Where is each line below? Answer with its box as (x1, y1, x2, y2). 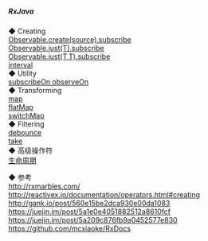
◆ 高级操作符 (8, 146, 53, 155)
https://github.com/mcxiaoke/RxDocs (8, 224, 131, 233)
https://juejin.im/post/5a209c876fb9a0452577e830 (8, 215, 178, 224)
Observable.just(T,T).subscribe (8, 52, 111, 61)
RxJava (8, 6, 34, 16)
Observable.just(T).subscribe (8, 43, 105, 52)
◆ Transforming (8, 85, 62, 95)
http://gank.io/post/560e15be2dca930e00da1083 (8, 198, 171, 208)
